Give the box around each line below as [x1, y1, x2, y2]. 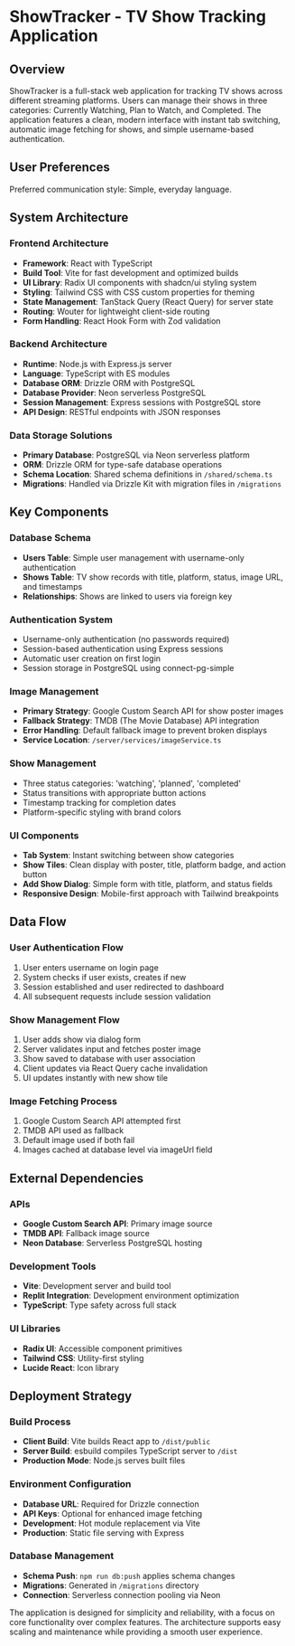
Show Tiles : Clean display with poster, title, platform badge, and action [22, 859, 287, 870]
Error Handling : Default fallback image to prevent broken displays [22, 725, 268, 736]
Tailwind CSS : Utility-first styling [22, 1352, 144, 1363]
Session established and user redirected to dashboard [22, 981, 225, 992]
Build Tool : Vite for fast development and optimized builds [22, 267, 239, 278]
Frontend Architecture [9, 237, 109, 250]
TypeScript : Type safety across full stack [22, 1300, 178, 1310]
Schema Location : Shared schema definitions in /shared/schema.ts [22, 468, 273, 480]
